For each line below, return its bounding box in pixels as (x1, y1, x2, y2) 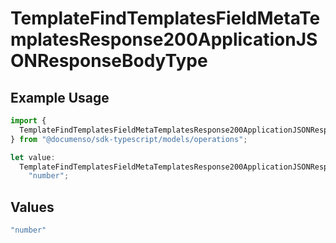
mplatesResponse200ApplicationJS (10, 28, 318, 51)
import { (10, 116, 47, 126)
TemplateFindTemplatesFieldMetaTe (10, 7, 321, 30)
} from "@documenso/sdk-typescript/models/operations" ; (10, 134, 248, 144)
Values (10, 198, 55, 216)
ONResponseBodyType (10, 50, 208, 72)
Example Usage (10, 89, 110, 106)
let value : (10, 152, 56, 162)
